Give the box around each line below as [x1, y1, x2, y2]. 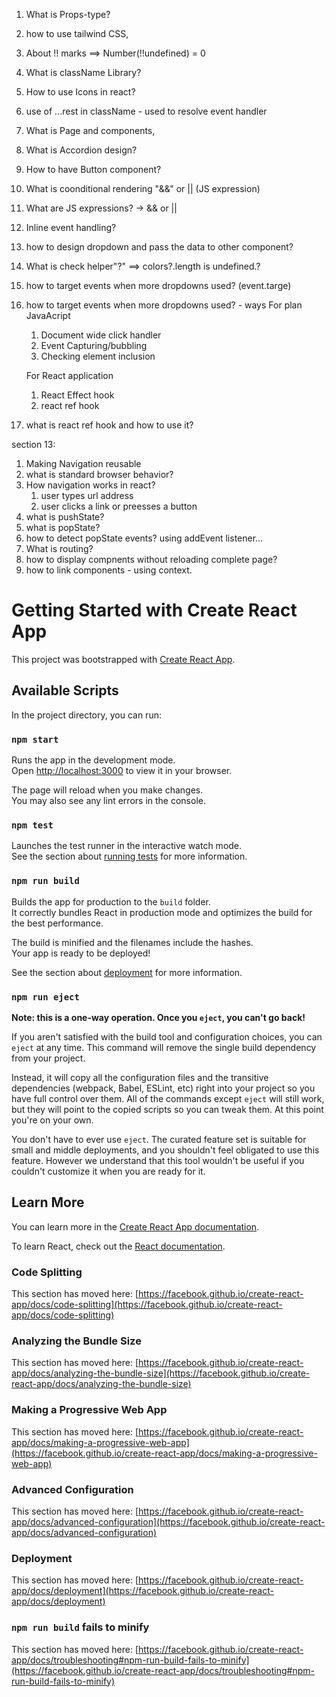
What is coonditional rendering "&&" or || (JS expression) [25, 183, 261, 194]
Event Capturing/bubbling [40, 340, 148, 351]
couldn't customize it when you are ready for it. [11, 1165, 206, 1177]
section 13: [11, 439, 56, 450]
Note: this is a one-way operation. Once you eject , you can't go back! [11, 1011, 306, 1023]
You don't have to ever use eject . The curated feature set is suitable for [11, 1133, 307, 1145]
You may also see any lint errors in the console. [11, 795, 206, 807]
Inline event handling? [25, 222, 117, 233]
